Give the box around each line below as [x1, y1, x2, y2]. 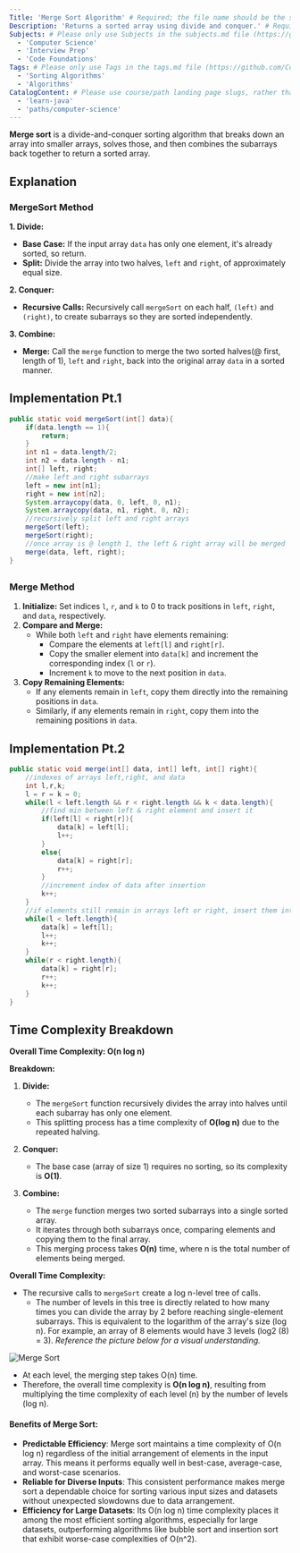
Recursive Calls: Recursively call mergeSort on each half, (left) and [21, 301, 274, 312]
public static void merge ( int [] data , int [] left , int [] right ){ [9, 765, 258, 774]
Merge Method [9, 581, 75, 593]
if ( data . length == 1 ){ [25, 422, 110, 432]
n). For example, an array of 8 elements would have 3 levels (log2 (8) [35, 1326, 289, 1337]
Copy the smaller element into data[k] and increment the [48, 649, 259, 659]
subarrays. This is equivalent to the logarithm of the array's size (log [35, 1316, 287, 1327]
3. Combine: [9, 328, 56, 339]
